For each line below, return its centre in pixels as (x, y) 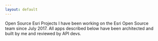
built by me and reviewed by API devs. (43, 33)
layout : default (21, 9)
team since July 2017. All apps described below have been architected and (79, 28)
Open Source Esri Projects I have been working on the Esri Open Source (77, 23)
